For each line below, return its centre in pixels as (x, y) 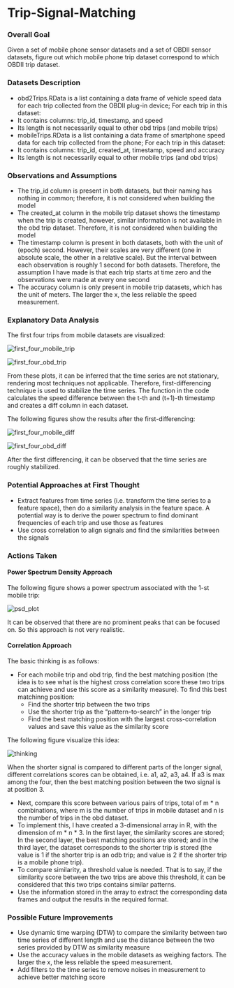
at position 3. (26, 789)
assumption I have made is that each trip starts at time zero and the (114, 272)
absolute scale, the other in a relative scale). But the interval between (117, 258)
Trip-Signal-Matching (72, 13)
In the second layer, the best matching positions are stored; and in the (118, 840)
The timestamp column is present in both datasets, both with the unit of (120, 243)
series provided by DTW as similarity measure (83, 948)
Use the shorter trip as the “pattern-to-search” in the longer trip (119, 711)
